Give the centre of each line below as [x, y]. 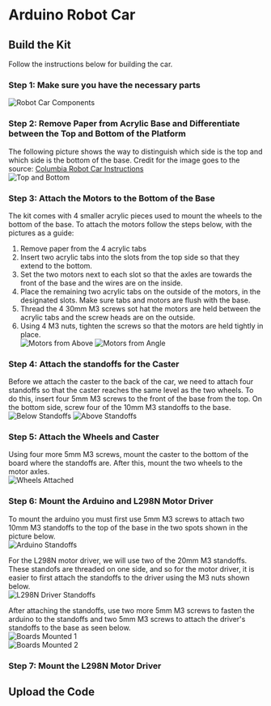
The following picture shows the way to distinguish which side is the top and [135, 151]
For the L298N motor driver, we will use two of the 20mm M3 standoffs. [128, 560]
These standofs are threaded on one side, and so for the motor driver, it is [131, 569]
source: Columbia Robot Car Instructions [76, 168]
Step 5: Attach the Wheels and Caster [84, 437]
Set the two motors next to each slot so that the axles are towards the [136, 274]
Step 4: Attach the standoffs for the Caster [94, 364]
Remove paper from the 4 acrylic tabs [83, 248]
